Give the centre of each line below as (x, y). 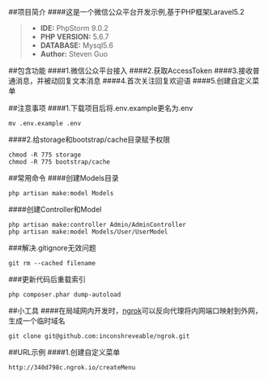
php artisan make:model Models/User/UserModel (88, 232)
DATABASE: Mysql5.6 (77, 45)
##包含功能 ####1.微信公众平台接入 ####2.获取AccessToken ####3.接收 (131, 70)
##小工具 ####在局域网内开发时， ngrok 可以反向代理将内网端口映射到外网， (136, 311)
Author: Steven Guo (74, 54)
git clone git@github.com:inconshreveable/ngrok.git (99, 336)
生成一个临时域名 (37, 321)
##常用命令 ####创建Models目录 (64, 178)
